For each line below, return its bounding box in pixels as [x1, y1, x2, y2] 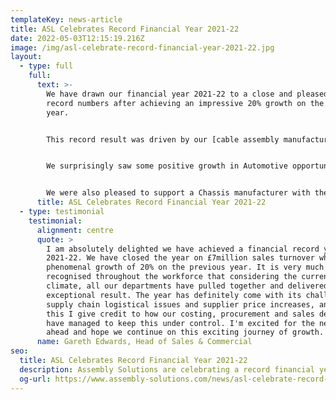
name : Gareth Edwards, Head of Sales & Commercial [36, 337, 253, 347]
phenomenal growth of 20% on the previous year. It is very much [46, 262, 325, 273]
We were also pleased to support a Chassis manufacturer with [46, 188, 311, 198]
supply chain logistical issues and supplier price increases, [46, 299, 315, 310]
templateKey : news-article [10, 14, 123, 25]
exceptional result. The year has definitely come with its [46, 290, 302, 300]
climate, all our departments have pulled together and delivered [46, 281, 329, 291]
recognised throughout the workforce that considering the [46, 272, 298, 282]
